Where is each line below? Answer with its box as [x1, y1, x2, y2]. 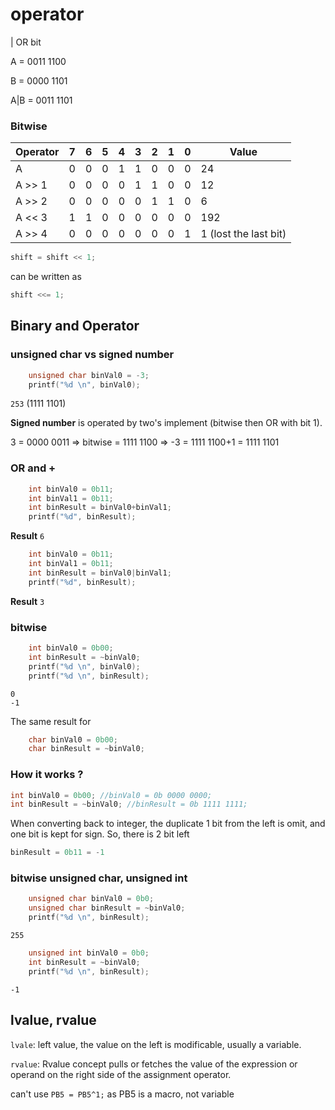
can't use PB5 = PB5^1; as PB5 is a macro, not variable [10, 1088, 235, 1100]
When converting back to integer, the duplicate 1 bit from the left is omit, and [10, 818, 326, 830]
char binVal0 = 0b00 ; [28, 734, 118, 745]
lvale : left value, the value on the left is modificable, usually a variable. [10, 1038, 302, 1050]
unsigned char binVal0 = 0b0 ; [28, 894, 155, 904]
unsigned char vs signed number [10, 348, 175, 362]
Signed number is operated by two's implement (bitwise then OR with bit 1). [10, 417, 323, 429]
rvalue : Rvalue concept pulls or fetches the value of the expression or [10, 1058, 298, 1070]
